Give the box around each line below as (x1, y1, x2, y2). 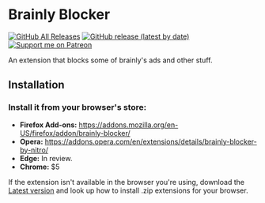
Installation (8, 78, 65, 92)
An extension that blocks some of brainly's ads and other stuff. (8, 55, 213, 65)
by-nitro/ (19, 145, 49, 155)
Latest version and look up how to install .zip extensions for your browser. (8, 186, 248, 195)
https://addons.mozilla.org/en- (78, 120, 179, 130)
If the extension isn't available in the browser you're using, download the (8, 177, 245, 186)
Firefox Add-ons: (19, 120, 78, 130)
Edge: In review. (19, 153, 73, 163)
